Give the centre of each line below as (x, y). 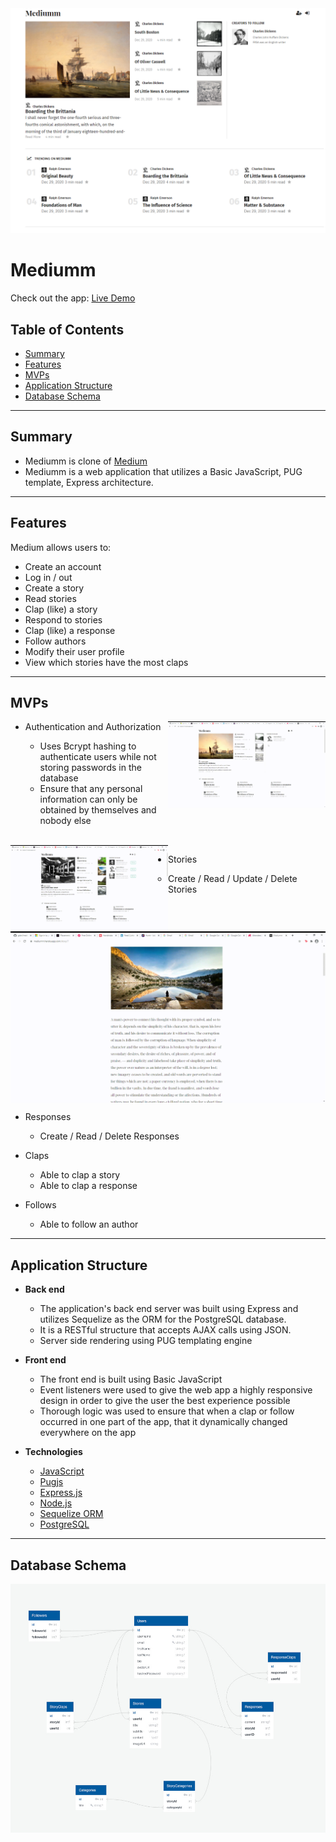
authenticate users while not (98, 757)
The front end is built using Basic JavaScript (131, 1379)
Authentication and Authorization (93, 727)
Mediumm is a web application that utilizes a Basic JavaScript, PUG (163, 471)
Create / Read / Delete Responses (109, 1136)
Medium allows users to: (61, 547)
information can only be (88, 799)
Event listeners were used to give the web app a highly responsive (176, 1390)
